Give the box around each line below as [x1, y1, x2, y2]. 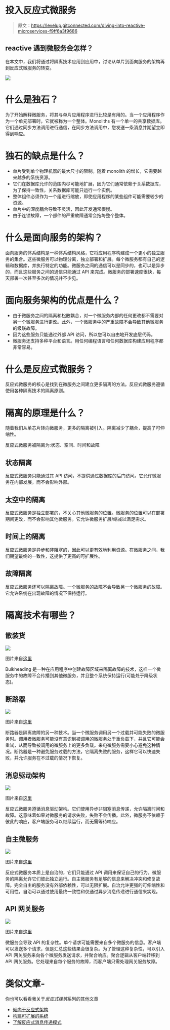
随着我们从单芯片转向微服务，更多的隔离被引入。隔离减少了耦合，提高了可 [5, 425, 160, 431]
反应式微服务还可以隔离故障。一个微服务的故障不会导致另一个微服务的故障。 [5, 584, 165, 590]
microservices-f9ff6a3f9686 [17, 28, 77, 34]
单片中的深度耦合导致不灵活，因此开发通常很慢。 [12, 206, 115, 212]
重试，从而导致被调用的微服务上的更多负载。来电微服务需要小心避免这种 [5, 742, 156, 748]
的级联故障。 [12, 325, 39, 331]
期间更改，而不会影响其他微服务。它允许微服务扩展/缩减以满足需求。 [5, 516, 149, 522]
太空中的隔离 [5, 495, 46, 504]
